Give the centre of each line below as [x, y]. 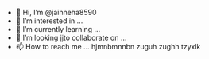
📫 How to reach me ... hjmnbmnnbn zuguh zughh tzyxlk [108, 47]
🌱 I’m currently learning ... [58, 29]
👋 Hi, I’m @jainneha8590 [56, 12]
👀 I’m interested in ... [49, 21]
